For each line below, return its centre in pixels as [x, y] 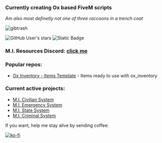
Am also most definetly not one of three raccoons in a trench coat [74, 19]
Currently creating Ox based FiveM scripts [59, 8]
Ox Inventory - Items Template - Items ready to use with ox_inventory [85, 76]
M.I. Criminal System [34, 115]
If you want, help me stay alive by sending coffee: [57, 125]
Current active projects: [35, 89]
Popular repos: [24, 64]
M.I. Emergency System [37, 105]
